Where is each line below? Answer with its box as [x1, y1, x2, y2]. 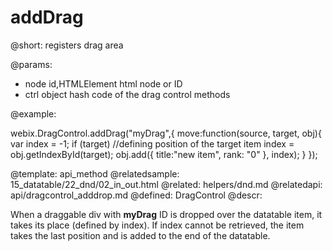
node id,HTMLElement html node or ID [24, 77, 183, 90]
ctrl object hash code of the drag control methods [24, 88, 231, 100]
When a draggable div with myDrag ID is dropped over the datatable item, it [10, 208, 323, 220]
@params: [10, 58, 53, 70]
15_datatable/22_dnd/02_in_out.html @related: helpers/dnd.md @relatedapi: [10, 178, 323, 190]
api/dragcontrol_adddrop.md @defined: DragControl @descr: [10, 189, 263, 201]
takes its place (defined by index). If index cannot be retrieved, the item [10, 219, 305, 231]
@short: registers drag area [10, 39, 124, 51]
